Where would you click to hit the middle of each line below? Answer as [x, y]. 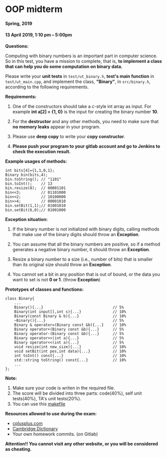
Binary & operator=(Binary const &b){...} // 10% [70, 325]
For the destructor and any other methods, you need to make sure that [85, 121]
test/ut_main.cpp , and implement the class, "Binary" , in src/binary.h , [78, 81]
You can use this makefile [39, 404]
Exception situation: [26, 219]
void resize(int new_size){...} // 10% [70, 347]
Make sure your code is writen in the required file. [63, 388]
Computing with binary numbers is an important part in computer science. [81, 56]
